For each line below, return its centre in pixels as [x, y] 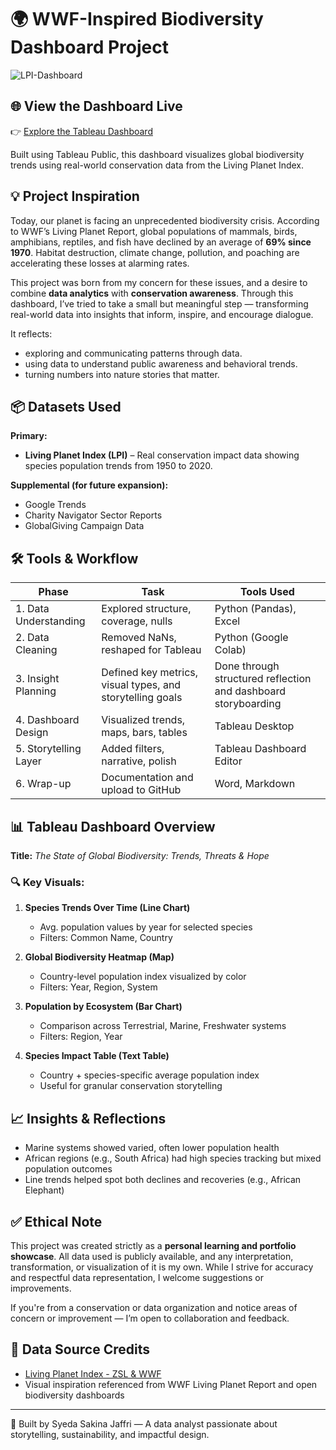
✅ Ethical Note [56, 1221]
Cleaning [36, 650]
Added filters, [133, 749]
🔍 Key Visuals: [47, 882]
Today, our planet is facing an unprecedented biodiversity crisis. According [165, 220]
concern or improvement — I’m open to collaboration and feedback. [150, 1318]
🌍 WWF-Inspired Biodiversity [137, 19]
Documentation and [147, 778]
